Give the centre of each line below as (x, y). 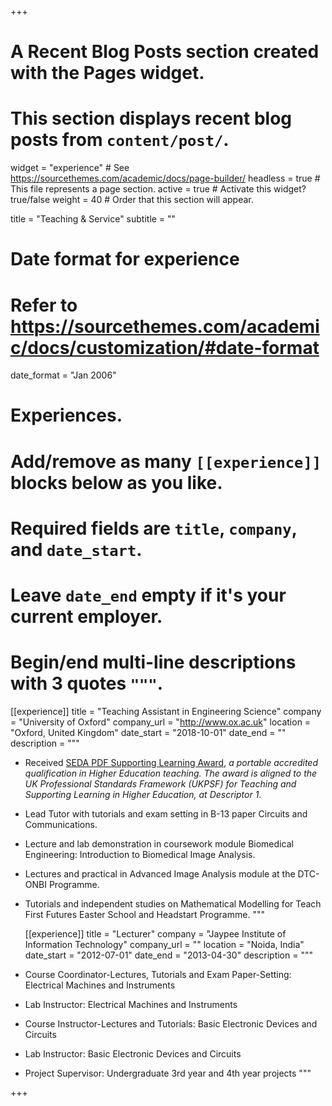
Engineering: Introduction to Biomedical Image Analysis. (140, 854)
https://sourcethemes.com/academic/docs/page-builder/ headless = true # (165, 178)
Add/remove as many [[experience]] (166, 461)
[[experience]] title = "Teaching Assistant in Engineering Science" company (166, 711)
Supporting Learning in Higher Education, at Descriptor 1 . (143, 794)
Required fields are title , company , (154, 528)
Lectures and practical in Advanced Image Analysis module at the (160, 873)
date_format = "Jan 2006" (63, 375)
